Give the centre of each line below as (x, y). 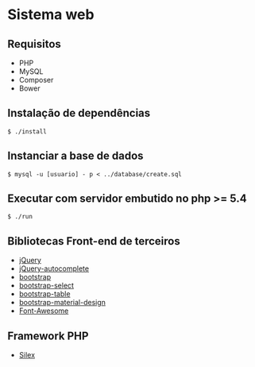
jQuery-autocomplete (54, 268)
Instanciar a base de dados (75, 156)
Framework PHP (48, 336)
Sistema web (51, 15)
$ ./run (20, 217)
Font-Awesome (44, 311)
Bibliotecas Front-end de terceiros (94, 241)
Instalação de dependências (79, 113)
